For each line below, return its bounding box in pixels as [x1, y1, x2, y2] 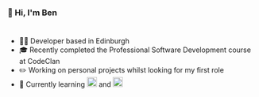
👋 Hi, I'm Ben [7, 7, 57, 18]
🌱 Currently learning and [18, 80, 112, 89]
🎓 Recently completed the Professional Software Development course [18, 45, 252, 54]
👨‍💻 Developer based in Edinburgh [18, 36, 130, 46]
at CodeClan [18, 57, 60, 66]
